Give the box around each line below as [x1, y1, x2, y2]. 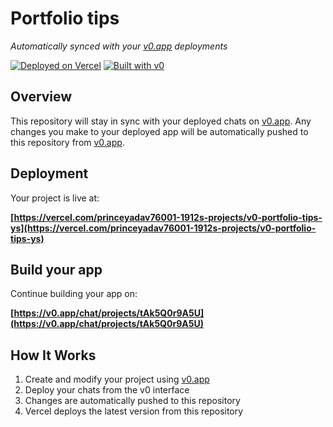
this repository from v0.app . [10, 136, 125, 148]
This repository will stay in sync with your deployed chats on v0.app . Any [10, 115, 312, 127]
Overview [10, 88, 73, 106]
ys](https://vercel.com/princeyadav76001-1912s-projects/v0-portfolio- [10, 222, 317, 234]
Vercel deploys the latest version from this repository [24, 405, 244, 417]
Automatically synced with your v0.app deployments [10, 40, 228, 52]
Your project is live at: [10, 192, 100, 204]
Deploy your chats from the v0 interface [24, 384, 190, 396]
